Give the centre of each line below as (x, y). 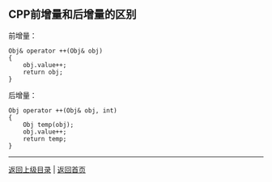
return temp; (45, 139)
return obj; (43, 72)
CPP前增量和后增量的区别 (72, 15)
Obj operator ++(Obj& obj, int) (63, 110)
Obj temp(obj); (49, 125)
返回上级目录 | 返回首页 (47, 169)
